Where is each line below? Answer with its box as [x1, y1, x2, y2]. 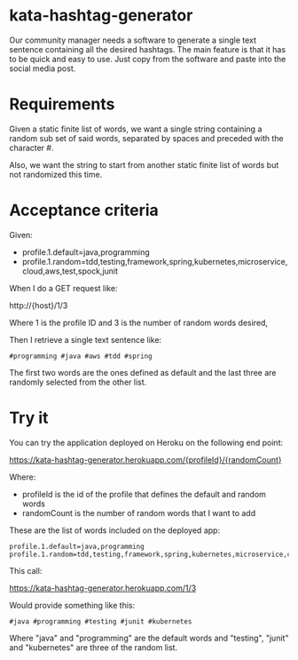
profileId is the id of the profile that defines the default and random [21, 489, 266, 499]
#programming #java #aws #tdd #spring [9, 352, 153, 361]
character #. [9, 142, 54, 153]
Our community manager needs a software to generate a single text [9, 35, 257, 45]
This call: [9, 565, 43, 576]
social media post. [9, 63, 76, 74]
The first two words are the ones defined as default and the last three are [9, 367, 277, 378]
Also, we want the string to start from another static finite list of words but [9, 159, 279, 170]
